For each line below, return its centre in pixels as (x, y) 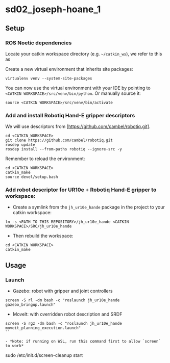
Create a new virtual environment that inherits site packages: (69, 69)
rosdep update (20, 145)
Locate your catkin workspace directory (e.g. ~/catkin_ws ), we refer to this (84, 54)
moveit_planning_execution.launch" (43, 328)
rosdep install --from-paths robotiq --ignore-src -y (64, 149)
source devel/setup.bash (32, 177)
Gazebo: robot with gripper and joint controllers (63, 291)
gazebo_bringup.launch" (31, 305)
